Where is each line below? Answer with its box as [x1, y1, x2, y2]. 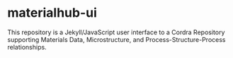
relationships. [7, 43, 47, 51]
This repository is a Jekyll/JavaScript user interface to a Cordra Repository [7, 28, 225, 36]
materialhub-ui [7, 5, 98, 21]
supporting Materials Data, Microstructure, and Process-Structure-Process [7, 35, 226, 43]
